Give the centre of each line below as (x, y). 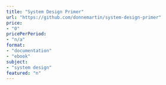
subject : (17, 62)
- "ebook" (19, 56)
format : (16, 45)
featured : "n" (24, 73)
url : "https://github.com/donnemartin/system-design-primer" (84, 17)
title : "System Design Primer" (45, 12)
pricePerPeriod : (26, 34)
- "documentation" (29, 51)
